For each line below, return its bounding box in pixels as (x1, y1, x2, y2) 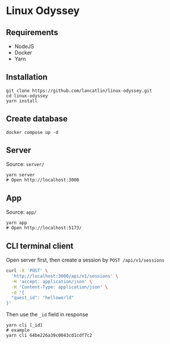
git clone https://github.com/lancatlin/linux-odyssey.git (6, 88, 153, 94)
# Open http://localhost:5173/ (6, 225, 82, 231)
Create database (6, 114, 68, 124)
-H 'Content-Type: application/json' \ (11, 284, 108, 290)
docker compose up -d (6, 129, 59, 135)
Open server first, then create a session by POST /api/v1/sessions (6, 256, 165, 264)
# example (6, 328, 30, 333)
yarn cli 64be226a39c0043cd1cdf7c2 (6, 332, 93, 339)
